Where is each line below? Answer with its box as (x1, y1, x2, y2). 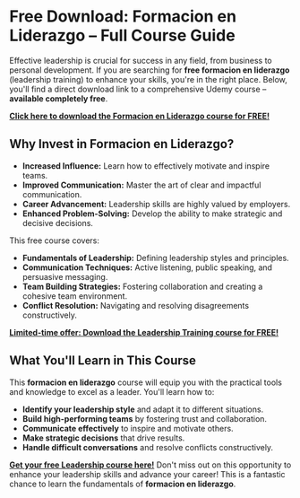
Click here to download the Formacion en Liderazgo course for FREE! (9, 110, 270, 121)
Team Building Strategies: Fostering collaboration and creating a (21, 281, 263, 292)
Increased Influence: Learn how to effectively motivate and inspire (21, 160, 270, 171)
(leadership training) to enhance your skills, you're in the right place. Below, (9, 74, 288, 84)
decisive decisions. (21, 217, 94, 228)
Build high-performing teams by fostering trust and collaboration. (21, 413, 267, 424)
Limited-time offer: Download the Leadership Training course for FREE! (9, 327, 279, 337)
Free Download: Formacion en (9, 6, 237, 27)
